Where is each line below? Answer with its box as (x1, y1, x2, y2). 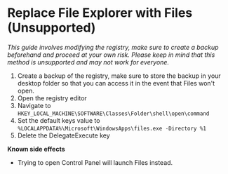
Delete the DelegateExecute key (17, 131, 110, 140)
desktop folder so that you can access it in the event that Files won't (17, 79, 215, 87)
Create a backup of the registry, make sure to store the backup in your (17, 72, 221, 80)
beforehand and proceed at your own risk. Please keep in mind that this (7, 51, 215, 59)
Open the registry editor (17, 93, 88, 102)
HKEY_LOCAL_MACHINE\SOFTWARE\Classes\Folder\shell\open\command (17, 110, 210, 117)
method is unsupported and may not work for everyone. (7, 58, 170, 66)
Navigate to (17, 101, 51, 109)
